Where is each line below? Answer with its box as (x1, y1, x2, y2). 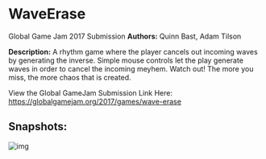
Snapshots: (8, 120, 68, 133)
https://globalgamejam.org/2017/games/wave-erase (8, 96, 181, 106)
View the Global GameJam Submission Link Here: (8, 88, 173, 97)
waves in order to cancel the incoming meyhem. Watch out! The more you (8, 63, 254, 73)
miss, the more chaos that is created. (8, 72, 131, 82)
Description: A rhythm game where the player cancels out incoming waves (8, 47, 258, 56)
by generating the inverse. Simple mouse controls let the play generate (8, 55, 244, 65)
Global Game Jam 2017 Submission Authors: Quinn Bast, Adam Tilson (8, 31, 242, 41)
